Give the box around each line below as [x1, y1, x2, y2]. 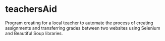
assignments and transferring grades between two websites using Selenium [5, 25, 161, 31]
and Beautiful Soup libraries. [5, 30, 63, 36]
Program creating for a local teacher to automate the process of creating [5, 20, 154, 26]
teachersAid [5, 3, 57, 15]
